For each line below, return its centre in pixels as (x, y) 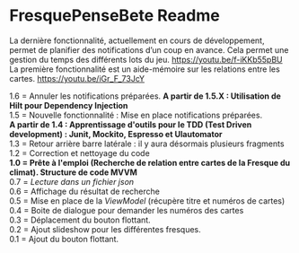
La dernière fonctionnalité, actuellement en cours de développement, (137, 40)
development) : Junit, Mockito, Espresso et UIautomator (116, 134)
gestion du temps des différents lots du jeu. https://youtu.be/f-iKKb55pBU (146, 59)
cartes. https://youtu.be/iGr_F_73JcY (77, 78)
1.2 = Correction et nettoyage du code (79, 153)
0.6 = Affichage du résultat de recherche (84, 191)
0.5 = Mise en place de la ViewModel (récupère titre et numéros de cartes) (147, 201)
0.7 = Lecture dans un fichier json (72, 181)
